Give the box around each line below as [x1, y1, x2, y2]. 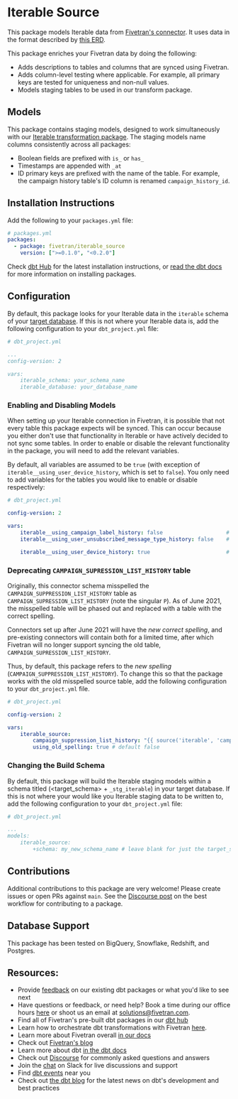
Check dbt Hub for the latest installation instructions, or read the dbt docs [7, 262, 222, 271]
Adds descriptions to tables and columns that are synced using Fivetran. [17, 63, 229, 71]
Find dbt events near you [17, 1068, 91, 1077]
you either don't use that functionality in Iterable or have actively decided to [7, 431, 229, 440]
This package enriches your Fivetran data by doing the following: [7, 49, 197, 58]
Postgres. [7, 946, 35, 955]
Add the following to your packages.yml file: [7, 216, 133, 224]
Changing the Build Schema [7, 761, 105, 771]
